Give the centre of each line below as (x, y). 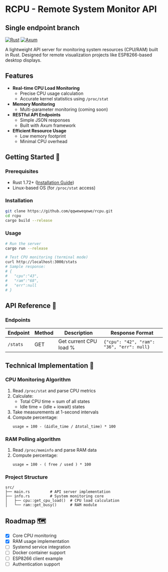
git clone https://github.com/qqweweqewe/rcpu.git (59, 211)
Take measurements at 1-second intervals (55, 412)
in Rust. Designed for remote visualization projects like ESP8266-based (79, 55)
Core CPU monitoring (34, 536)
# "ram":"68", (22, 280)
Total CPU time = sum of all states (55, 401)
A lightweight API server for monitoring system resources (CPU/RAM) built (82, 49)
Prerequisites (22, 172)
